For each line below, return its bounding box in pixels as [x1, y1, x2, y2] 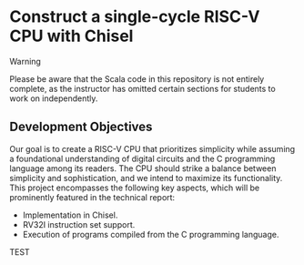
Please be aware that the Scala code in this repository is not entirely [9, 73, 265, 84]
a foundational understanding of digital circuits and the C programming [9, 153, 276, 164]
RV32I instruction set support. [22, 219, 136, 229]
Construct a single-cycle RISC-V [9, 6, 260, 27]
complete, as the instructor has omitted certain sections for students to [9, 83, 276, 94]
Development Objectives [9, 119, 153, 135]
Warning [9, 56, 41, 66]
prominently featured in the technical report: [9, 191, 176, 202]
